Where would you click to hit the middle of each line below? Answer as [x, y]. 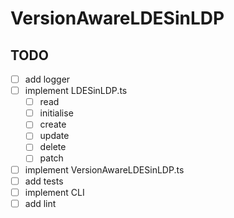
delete [53, 147]
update [54, 136]
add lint [40, 203]
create [53, 124]
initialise [56, 113]
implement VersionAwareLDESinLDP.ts [104, 169]
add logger [47, 79]
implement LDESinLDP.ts [76, 91]
